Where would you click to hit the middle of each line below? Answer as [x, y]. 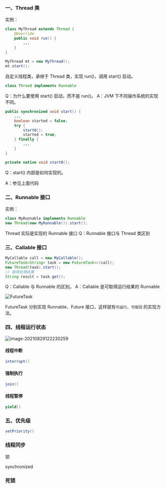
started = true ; [40, 135]
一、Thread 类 [22, 7]
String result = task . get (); [35, 277]
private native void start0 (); [38, 162]
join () [12, 384]
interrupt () [17, 361]
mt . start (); [17, 66]
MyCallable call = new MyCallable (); [44, 258]
